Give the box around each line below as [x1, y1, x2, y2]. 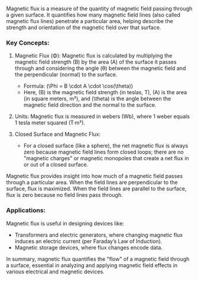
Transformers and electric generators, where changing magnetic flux [14, 231, 183, 238]
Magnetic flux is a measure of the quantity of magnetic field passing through [6, 5, 193, 12]
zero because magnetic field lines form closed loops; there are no [23, 148, 184, 156]
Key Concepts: [6, 39, 50, 47]
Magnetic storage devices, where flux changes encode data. [14, 244, 163, 251]
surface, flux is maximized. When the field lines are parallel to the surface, [6, 185, 187, 192]
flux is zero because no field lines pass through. [6, 191, 123, 199]
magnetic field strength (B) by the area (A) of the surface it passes [14, 59, 177, 66]
